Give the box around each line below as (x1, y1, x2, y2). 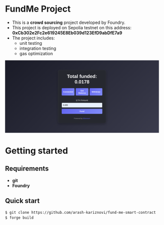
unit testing (19, 40, 42, 46)
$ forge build (5, 215, 34, 220)
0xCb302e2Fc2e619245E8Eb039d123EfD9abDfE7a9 (12, 30, 123, 36)
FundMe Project (5, 3, 71, 15)
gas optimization (19, 50, 53, 56)
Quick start (5, 197, 40, 205)
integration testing (19, 45, 56, 51)
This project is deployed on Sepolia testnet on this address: (12, 24, 132, 30)
